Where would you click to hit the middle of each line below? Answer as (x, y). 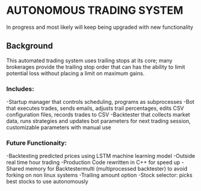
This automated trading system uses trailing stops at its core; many (89, 60)
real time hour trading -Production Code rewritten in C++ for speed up (93, 162)
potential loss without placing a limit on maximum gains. (76, 73)
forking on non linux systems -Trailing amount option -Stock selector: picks (99, 175)
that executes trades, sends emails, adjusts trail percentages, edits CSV (95, 108)
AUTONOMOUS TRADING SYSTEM (95, 11)
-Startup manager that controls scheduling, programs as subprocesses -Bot (100, 102)
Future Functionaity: (37, 143)
